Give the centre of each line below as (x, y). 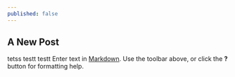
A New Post (33, 42)
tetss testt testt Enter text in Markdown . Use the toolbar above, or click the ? (118, 59)
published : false (33, 14)
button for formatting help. (46, 66)
